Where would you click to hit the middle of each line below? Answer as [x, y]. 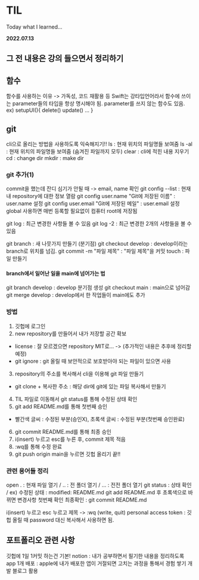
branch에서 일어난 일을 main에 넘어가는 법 [56, 273]
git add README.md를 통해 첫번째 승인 [61, 406]
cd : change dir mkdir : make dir [45, 158]
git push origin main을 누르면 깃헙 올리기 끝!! [68, 454]
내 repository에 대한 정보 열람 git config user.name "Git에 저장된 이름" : [91, 196]
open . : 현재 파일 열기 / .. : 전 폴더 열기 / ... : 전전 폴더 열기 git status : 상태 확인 [99, 485]
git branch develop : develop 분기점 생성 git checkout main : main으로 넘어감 [98, 288]
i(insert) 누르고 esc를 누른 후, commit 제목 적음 [70, 439]
